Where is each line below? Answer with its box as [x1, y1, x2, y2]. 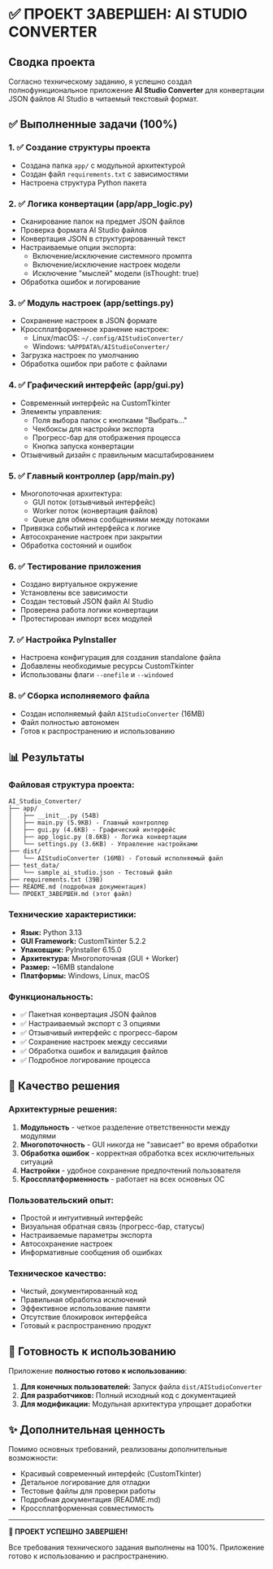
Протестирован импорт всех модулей [19, 614, 153, 623]
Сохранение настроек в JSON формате [19, 316, 158, 326]
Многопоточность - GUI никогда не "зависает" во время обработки [19, 1139, 258, 1149]
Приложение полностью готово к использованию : [8, 1366, 188, 1376]
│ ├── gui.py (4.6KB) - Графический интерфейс [8, 826, 176, 834]
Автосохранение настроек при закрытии [19, 531, 162, 541]
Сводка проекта [8, 55, 96, 69]
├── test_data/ [8, 862, 60, 870]
